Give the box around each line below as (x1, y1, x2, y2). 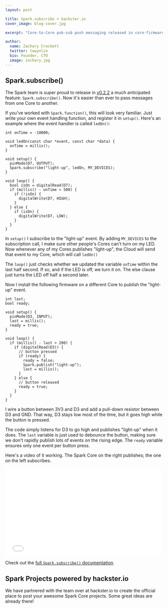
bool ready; (5, 301, 30, 306)
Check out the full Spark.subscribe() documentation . (5, 560, 115, 566)
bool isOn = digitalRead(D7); (9, 183, 72, 188)
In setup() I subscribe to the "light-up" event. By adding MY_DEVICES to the (5, 236, 157, 242)
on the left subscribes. (5, 458, 51, 464)
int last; (5, 297, 26, 302)
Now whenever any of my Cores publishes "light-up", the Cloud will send (5, 246, 155, 252)
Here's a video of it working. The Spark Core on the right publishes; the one (5, 452, 161, 459)
